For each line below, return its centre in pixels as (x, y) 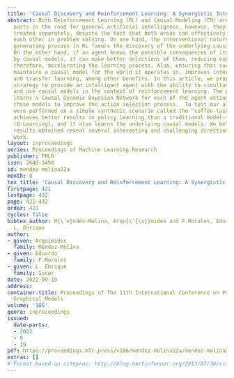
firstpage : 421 (29, 189)
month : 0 (20, 176)
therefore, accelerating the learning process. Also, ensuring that (115, 66)
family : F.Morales (40, 260)
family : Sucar (34, 273)
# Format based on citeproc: (49, 364)
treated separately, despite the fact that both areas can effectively (120, 33)
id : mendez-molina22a (39, 169)
